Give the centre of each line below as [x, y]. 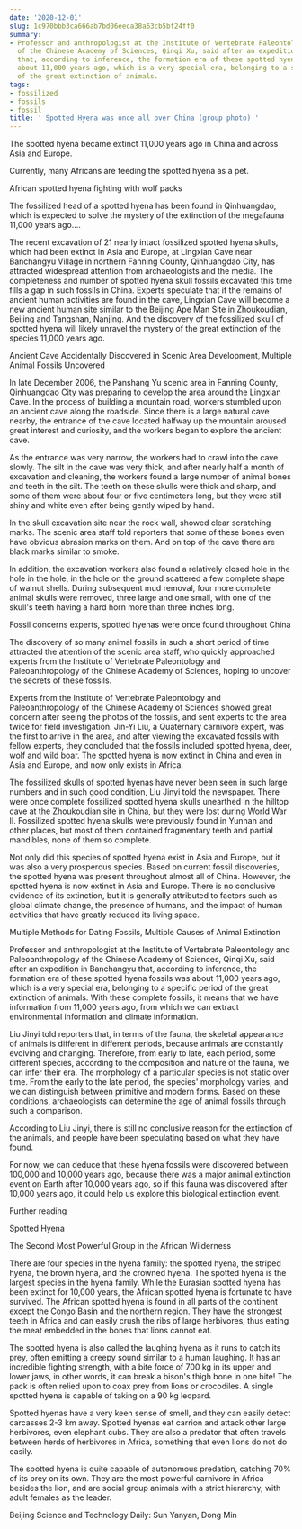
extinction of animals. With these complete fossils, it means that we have [144, 997]
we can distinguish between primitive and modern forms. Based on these [145, 1092]
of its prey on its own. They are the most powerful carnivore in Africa [137, 1479]
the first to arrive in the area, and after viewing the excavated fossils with [144, 736]
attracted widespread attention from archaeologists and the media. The [142, 271]
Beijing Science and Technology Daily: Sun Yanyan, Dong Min [124, 1515]
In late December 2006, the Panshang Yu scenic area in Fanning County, [144, 383]
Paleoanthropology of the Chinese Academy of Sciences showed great [141, 707]
